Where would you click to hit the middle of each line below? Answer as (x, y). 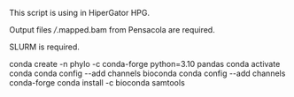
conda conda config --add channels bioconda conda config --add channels (147, 73)
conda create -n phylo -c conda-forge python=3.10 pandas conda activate (145, 64)
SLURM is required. (44, 47)
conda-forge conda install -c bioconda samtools (97, 82)
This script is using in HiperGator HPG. (80, 13)
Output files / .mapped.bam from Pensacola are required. (112, 30)
